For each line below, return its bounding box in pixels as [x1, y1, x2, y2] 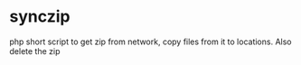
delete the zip [9, 45, 61, 56]
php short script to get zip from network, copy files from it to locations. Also [9, 36, 292, 47]
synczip [9, 6, 71, 27]
